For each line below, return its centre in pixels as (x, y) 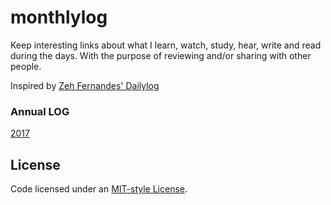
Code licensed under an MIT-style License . (99, 189)
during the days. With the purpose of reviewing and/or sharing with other (161, 55)
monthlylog (59, 17)
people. (26, 66)
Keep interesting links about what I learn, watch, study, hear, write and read (166, 45)
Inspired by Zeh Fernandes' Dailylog (85, 85)
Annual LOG (40, 111)
